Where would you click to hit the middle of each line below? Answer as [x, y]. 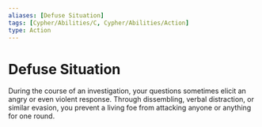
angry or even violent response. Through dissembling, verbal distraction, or [131, 99]
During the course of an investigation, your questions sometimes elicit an [127, 91]
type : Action [30, 30]
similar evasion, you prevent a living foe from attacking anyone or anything [130, 108]
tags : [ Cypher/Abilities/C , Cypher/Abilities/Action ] [99, 23]
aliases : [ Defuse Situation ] [56, 15]
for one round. [32, 116]
